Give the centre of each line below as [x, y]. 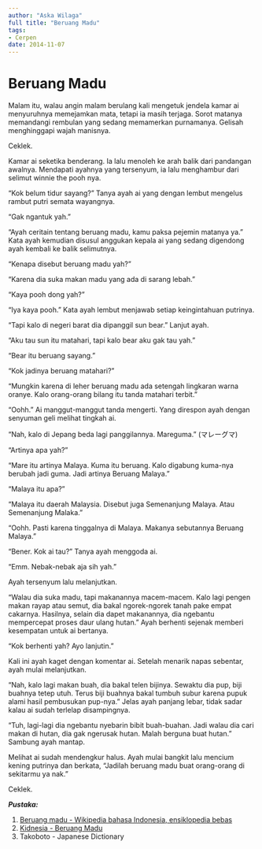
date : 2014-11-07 [37, 45]
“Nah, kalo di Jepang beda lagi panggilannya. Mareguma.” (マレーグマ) [123, 435]
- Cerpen [22, 37]
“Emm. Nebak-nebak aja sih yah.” [62, 567]
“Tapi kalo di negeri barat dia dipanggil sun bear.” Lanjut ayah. [109, 325]
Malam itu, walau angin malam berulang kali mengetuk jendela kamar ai [124, 106]
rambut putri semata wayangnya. [62, 202]
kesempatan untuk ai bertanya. [58, 631]
